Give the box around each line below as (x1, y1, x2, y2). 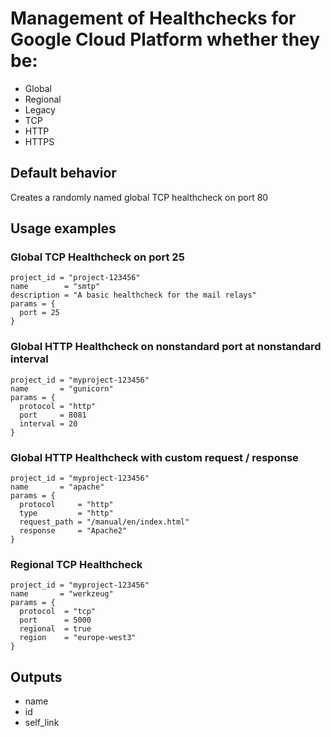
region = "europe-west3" (19, 633, 137, 643)
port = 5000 (19, 615, 92, 626)
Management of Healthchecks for (10, 7, 297, 30)
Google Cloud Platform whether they (10, 28, 321, 51)
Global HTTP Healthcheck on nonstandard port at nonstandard (10, 340, 322, 354)
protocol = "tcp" (19, 607, 97, 617)
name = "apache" (10, 482, 105, 492)
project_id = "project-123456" (10, 273, 141, 283)
